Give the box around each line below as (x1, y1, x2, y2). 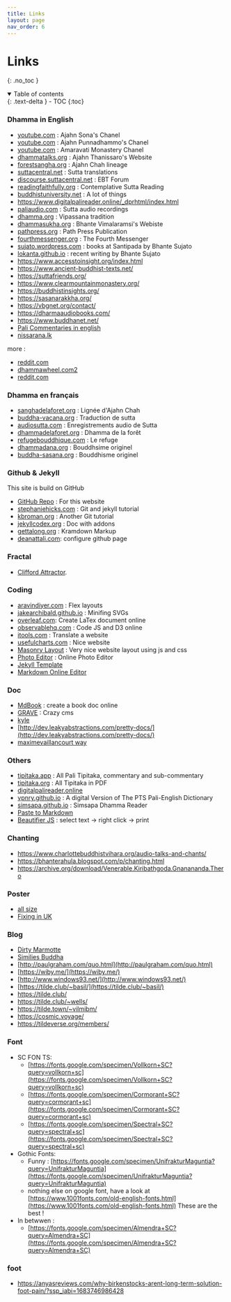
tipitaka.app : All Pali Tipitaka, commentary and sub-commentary (17, 771, 204, 780)
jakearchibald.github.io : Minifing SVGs (17, 608, 129, 616)
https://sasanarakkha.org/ (17, 294, 92, 302)
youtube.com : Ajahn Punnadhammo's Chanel (17, 138, 149, 147)
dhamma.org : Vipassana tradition (17, 212, 115, 221)
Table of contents (13, 90, 64, 98)
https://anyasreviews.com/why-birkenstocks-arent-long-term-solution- (17, 1279, 223, 1287)
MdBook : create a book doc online (17, 701, 118, 709)
